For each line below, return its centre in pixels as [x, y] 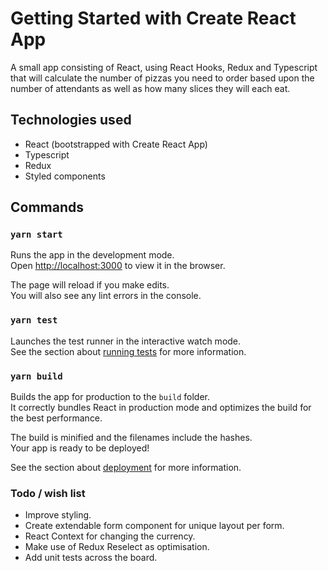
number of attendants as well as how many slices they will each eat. [150, 88]
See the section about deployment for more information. [126, 468]
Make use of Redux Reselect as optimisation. [117, 547]
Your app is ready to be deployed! [80, 448]
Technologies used [71, 120]
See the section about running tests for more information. [128, 351]
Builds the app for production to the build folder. [110, 397]
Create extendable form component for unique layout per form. [154, 526]
